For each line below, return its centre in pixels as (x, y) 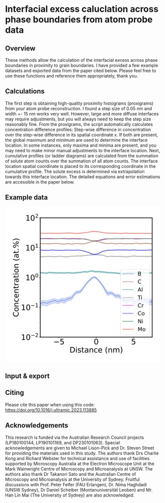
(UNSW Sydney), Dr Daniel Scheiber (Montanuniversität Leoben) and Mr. (79, 490)
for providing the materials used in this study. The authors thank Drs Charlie (82, 453)
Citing (15, 393)
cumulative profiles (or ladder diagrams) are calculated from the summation (82, 155)
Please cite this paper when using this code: (50, 405)
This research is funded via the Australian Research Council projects (75, 437)
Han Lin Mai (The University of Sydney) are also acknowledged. (70, 495)
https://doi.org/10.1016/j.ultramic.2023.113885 (51, 410)
